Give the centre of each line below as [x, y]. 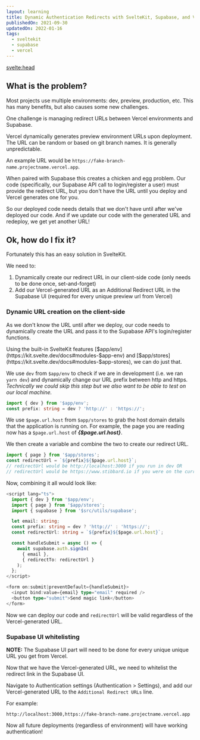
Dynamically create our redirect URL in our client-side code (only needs [103, 277]
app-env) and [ [120, 355]
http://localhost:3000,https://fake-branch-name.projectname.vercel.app [98, 714]
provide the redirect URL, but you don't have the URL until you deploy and [97, 191]
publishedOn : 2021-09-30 [37, 23]
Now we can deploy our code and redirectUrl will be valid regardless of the [100, 615]
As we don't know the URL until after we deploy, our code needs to [88, 324]
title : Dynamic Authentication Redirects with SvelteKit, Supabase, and [98, 17]
